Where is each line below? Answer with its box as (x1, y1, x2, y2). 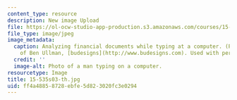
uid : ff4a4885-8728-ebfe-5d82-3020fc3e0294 (7, 82, 138, 89)
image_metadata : (7, 37, 55, 44)
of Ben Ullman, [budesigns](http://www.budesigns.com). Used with (20, 50, 219, 57)
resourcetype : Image (7, 69, 68, 76)
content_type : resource (7, 10, 78, 18)
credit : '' (13, 56, 46, 63)
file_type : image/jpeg (7, 30, 74, 37)
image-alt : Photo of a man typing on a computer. (13, 63, 162, 70)
